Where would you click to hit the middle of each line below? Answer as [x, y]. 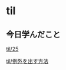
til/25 [12, 49]
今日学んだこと [33, 34]
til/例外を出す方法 [27, 61]
